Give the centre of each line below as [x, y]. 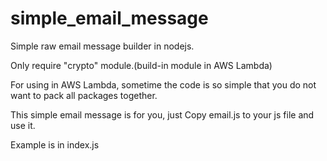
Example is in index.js [55, 144]
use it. [23, 125]
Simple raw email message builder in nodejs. [102, 46]
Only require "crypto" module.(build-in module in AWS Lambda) [141, 65]
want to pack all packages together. [84, 95]
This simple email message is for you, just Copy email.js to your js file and [162, 114]
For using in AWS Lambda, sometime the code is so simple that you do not [163, 84]
